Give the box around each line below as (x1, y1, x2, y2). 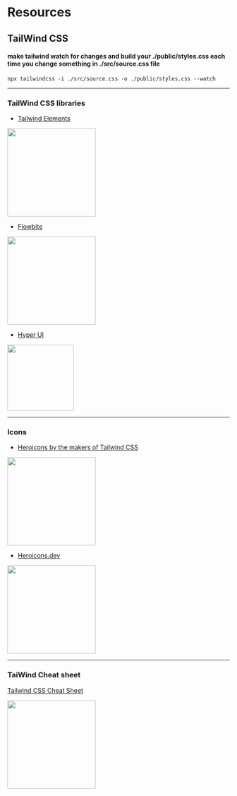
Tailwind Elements (17, 114, 71, 123)
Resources (7, 4, 72, 20)
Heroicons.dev (17, 552, 61, 560)
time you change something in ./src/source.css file (7, 59, 160, 68)
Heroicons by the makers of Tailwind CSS (17, 443, 139, 452)
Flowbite (17, 222, 43, 231)
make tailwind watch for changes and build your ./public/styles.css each (7, 52, 226, 61)
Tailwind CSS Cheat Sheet (7, 686, 83, 694)
